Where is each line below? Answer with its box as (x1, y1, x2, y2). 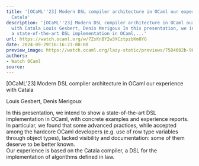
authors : (6, 53, 28, 59)
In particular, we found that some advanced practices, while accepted (6, 122, 176, 129)
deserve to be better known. (6, 141, 75, 148)
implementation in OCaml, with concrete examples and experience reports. (6, 116, 189, 123)
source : (6, 63, 25, 70)
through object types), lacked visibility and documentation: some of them (6, 135, 185, 142)
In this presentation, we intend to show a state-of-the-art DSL (6, 109, 157, 116)
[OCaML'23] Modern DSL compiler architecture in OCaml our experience (6, 80, 184, 87)
